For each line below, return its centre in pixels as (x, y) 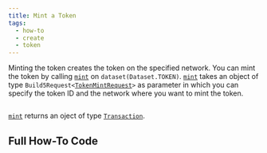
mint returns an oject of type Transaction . (77, 116)
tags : (17, 23)
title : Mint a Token (43, 16)
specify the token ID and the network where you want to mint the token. (126, 93)
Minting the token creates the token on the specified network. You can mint (132, 68)
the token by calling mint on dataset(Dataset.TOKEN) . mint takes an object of (133, 76)
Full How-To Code (53, 141)
